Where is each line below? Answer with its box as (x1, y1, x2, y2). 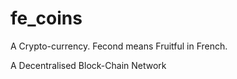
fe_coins (10, 7, 83, 30)
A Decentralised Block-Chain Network (10, 59, 167, 71)
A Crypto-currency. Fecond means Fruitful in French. (10, 40, 228, 52)
